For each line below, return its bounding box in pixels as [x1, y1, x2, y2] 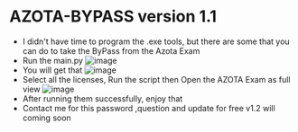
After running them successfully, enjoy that [22, 92, 183, 104]
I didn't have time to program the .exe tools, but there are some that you [22, 36, 291, 47]
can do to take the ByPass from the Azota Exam [22, 45, 200, 56]
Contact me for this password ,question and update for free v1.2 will [22, 102, 275, 113]
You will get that [22, 65, 83, 75]
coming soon [22, 112, 72, 123]
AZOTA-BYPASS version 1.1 [9, 6, 217, 27]
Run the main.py [22, 55, 84, 66]
